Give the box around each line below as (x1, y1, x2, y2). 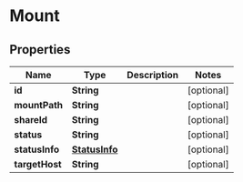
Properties (9, 42, 71, 57)
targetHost (14, 158, 62, 170)
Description (127, 69, 179, 81)
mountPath (14, 99, 64, 111)
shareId (14, 114, 48, 126)
